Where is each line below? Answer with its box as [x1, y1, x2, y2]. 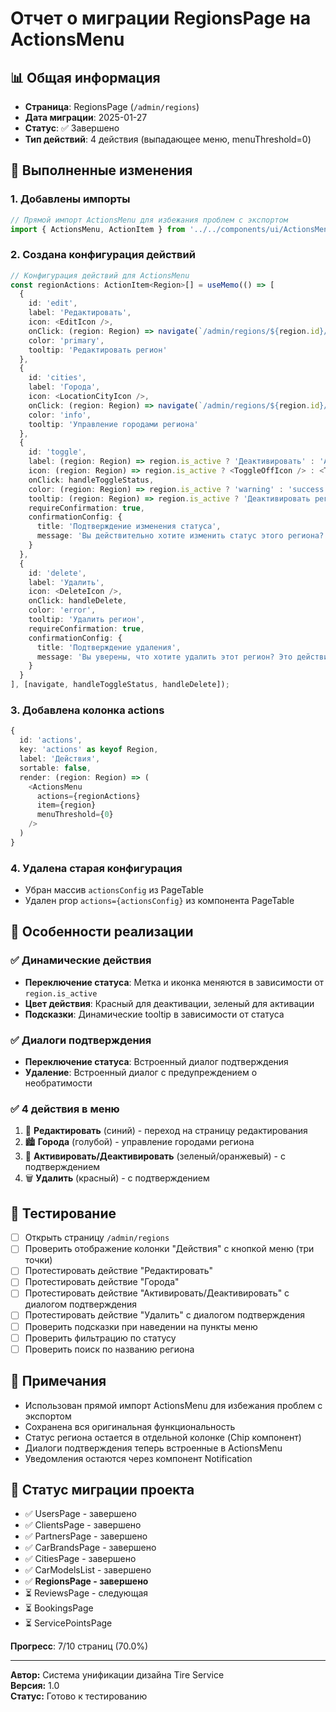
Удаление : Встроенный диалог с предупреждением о [24, 1067, 258, 1079]
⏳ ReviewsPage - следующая [24, 1587, 149, 1599]
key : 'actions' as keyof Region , [19, 745, 159, 755]
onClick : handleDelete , [28, 596, 128, 606]
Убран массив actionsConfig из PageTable [24, 884, 205, 896]
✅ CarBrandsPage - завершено [24, 1542, 157, 1554]
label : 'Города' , [28, 382, 101, 392]
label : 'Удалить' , [28, 577, 105, 587]
